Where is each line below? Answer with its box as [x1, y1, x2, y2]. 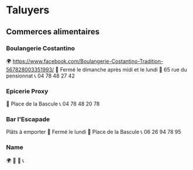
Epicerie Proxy [6, 87, 49, 95]
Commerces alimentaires [6, 27, 100, 37]
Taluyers [6, 3, 50, 17]
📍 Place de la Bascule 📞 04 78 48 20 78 [6, 100, 100, 108]
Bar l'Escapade [6, 115, 50, 123]
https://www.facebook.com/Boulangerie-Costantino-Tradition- [12, 58, 164, 65]
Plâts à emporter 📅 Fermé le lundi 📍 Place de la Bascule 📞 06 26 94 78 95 [6, 129, 181, 136]
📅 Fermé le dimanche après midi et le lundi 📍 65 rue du [55, 66, 187, 73]
